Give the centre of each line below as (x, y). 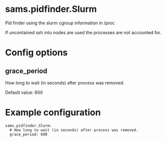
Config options (36, 53)
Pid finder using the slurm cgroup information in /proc (60, 23)
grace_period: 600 (29, 134)
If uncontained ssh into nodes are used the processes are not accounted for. (83, 32)
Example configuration (53, 112)
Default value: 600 (24, 92)
